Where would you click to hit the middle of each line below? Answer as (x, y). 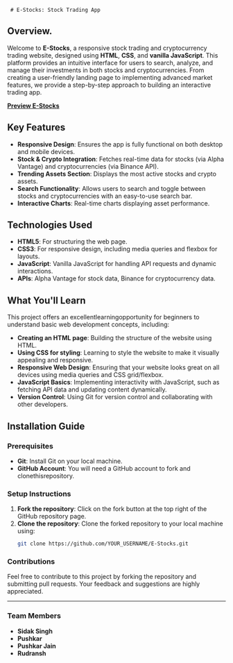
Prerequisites (30, 446)
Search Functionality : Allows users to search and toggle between (111, 188)
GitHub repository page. (52, 517)
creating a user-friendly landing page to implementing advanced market (110, 77)
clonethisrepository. (46, 476)
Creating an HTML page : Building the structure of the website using (114, 338)
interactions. (35, 271)
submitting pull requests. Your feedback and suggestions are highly (104, 584)
